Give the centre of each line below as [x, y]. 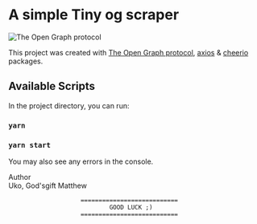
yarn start [29, 145]
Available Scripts [52, 86]
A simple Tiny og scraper [94, 15]
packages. [26, 61]
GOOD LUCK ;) [131, 207]
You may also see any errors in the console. [81, 161]
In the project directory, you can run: [69, 105]
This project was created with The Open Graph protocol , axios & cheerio [128, 52]
